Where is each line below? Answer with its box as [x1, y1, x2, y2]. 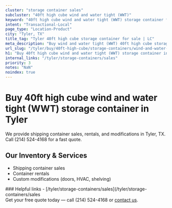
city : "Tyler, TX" [5, 31, 45, 37]
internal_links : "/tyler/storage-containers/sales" [5, 55, 118, 61]
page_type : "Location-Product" [5, 27, 72, 32]
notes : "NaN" [5, 65, 33, 70]
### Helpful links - [5, 186, 45, 192]
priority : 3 [5, 60, 31, 65]
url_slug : [5, 46, 27, 51]
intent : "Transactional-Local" [5, 22, 72, 27]
